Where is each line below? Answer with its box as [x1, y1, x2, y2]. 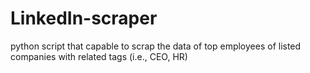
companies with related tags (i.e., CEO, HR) [10, 50, 188, 62]
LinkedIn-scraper [10, 7, 158, 30]
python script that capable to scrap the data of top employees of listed [10, 40, 302, 52]
